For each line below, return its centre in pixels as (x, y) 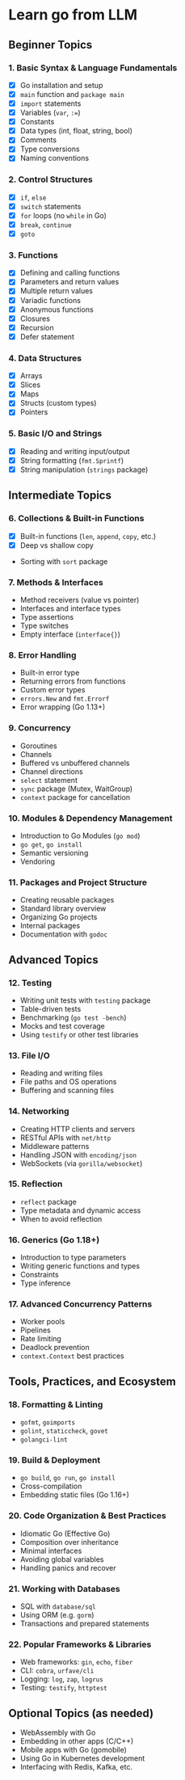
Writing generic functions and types (80, 1266)
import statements (50, 103)
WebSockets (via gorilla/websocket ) (81, 1163)
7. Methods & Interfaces (56, 582)
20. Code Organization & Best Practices (88, 1516)
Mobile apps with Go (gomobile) (74, 1750)
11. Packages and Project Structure (78, 882)
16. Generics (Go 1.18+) (54, 1239)
